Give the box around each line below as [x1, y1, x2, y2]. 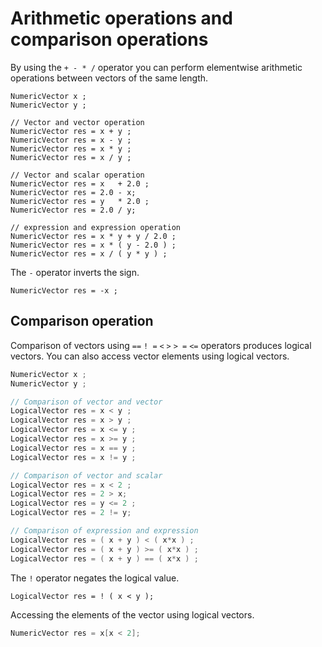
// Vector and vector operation [10, 117, 145, 127]
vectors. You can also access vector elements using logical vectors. [10, 350, 290, 362]
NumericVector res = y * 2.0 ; [10, 196, 150, 206]
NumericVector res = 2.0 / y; [10, 205, 137, 215]
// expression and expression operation [10, 222, 182, 232]
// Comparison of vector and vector [10, 397, 163, 407]
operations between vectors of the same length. [10, 72, 209, 84]
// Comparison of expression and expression [10, 526, 199, 536]
